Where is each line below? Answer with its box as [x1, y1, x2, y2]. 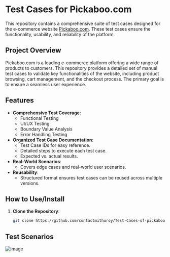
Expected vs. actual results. [20, 153, 78, 159]
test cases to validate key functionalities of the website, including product [5, 70, 159, 76]
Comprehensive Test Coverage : [12, 110, 81, 116]
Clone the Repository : [12, 208, 60, 215]
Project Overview [5, 46, 61, 55]
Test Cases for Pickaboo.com [5, 4, 132, 15]
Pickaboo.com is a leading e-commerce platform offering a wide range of [5, 60, 159, 66]
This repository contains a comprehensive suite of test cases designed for [5, 20, 161, 27]
